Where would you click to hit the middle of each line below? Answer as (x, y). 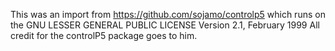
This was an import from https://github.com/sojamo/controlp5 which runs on (168, 14)
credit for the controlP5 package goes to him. (104, 35)
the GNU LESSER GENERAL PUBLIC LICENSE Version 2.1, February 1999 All (165, 25)
